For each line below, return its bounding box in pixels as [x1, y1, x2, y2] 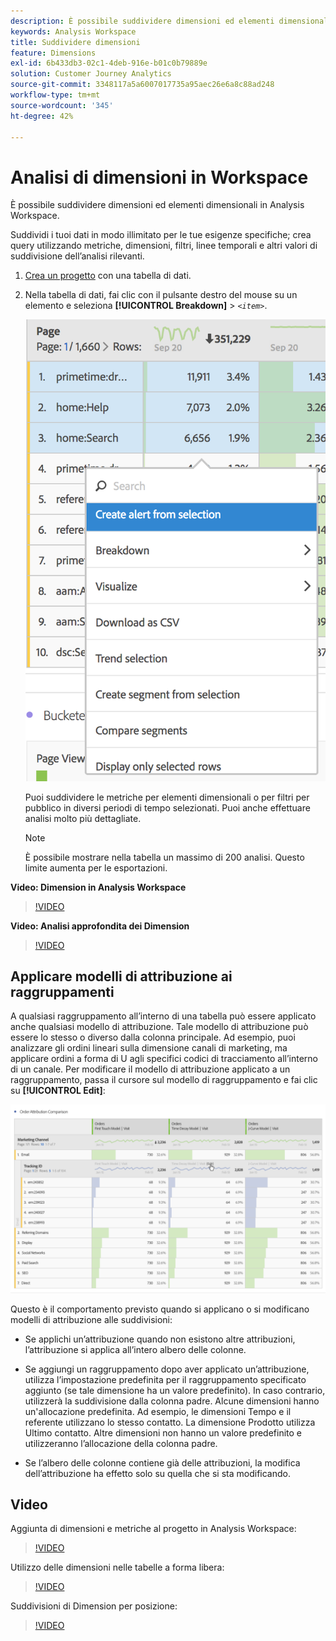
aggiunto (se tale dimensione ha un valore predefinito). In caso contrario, [24, 1384, 326, 1396]
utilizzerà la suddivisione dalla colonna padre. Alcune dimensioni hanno [24, 1395, 320, 1407]
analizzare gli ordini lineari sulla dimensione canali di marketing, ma [10, 1042, 288, 1054]
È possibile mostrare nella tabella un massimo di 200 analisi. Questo [24, 851, 305, 863]
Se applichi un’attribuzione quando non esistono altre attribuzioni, [24, 1333, 296, 1345]
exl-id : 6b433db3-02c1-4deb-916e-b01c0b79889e [10, 58, 208, 69]
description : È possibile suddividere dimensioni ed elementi [10, 16, 275, 26]
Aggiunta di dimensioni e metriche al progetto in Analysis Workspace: [10, 1523, 297, 1535]
